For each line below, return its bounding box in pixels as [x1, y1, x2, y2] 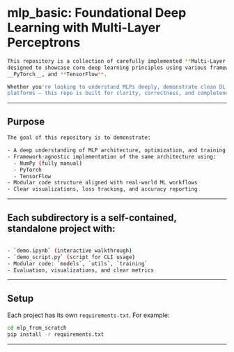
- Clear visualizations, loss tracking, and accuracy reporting [7, 186, 198, 193]
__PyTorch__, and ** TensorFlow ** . [7, 71, 108, 78]
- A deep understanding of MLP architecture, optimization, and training [7, 147, 226, 154]
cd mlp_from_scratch [7, 325, 68, 332]
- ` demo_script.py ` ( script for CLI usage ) [7, 254, 136, 261]
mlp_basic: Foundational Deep [7, 5, 187, 21]
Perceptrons [7, 35, 81, 50]
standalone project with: [7, 222, 116, 235]
